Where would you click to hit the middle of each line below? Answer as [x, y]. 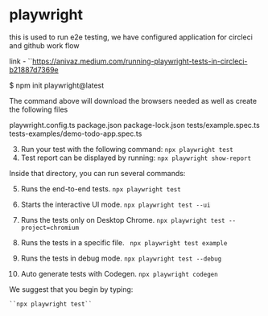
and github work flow [44, 45]
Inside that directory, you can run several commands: [97, 173]
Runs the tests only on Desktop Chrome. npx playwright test [123, 220]
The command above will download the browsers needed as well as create [133, 101]
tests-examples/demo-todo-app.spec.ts [76, 133]
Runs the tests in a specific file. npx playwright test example [124, 242]
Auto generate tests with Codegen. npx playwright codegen [119, 273]
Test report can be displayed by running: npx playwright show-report [136, 158]
